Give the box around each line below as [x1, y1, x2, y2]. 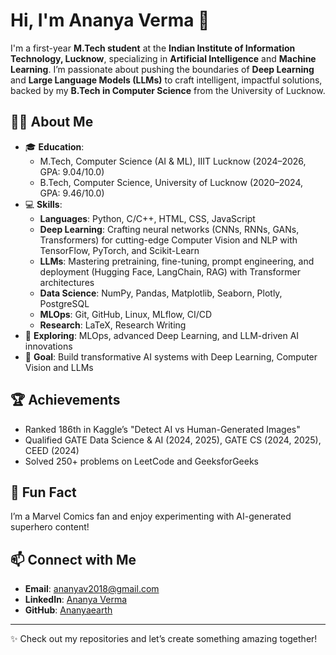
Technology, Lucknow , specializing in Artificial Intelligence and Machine [10, 52, 317, 64]
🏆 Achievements [10, 392, 121, 409]
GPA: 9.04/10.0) [39, 165, 105, 178]
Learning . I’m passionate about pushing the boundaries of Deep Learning [10, 63, 315, 75]
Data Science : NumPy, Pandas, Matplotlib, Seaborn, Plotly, [39, 287, 283, 299]
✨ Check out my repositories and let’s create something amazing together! [10, 633, 318, 645]
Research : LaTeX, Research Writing [39, 319, 187, 331]
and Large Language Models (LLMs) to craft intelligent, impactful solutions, [10, 74, 323, 86]
